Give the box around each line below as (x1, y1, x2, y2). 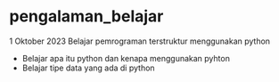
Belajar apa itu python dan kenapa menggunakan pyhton (21, 53, 230, 63)
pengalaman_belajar (9, 6, 164, 27)
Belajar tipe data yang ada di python (21, 62, 155, 73)
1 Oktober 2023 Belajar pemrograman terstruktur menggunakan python (9, 36, 270, 46)
